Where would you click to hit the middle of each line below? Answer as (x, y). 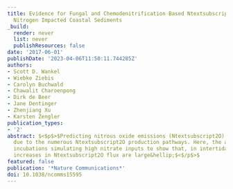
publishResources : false (49, 46)
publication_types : (35, 123)
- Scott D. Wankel (34, 71)
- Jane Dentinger (32, 104)
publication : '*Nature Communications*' (67, 168)
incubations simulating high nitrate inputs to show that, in (105, 149)
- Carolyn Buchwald (35, 84)
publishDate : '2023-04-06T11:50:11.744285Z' (72, 59)
